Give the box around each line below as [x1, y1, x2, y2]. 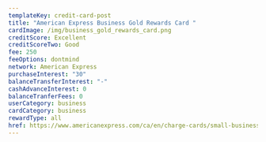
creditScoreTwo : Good [8, 41, 80, 49]
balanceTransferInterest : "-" [8, 77, 108, 85]
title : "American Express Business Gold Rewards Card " [8, 19, 196, 27]
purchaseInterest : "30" [8, 70, 87, 78]
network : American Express [8, 63, 97, 71]
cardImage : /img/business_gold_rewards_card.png [8, 26, 172, 34]
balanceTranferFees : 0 [8, 92, 83, 100]
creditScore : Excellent [8, 33, 87, 42]
